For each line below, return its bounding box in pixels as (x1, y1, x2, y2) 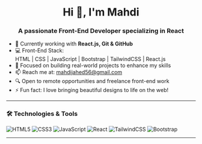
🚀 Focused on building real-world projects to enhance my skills (14, 62, 171, 69)
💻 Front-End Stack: (14, 47, 64, 54)
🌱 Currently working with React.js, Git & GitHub (14, 40, 133, 47)
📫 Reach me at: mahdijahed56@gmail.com (14, 69, 123, 76)
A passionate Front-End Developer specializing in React (17, 27, 185, 35)
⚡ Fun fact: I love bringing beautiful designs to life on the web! (14, 87, 169, 94)
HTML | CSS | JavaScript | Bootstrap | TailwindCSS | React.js (14, 56, 166, 63)
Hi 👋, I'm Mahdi (63, 5, 139, 19)
